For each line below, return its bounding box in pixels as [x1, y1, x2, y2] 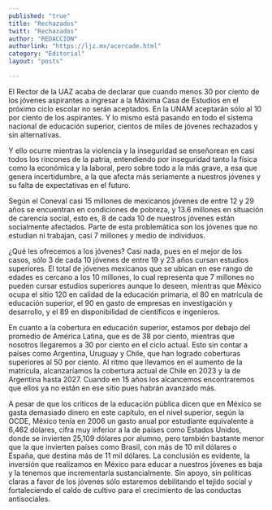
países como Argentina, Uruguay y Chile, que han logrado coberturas [8, 348, 241, 358]
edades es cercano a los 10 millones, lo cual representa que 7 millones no [8, 272, 255, 281]
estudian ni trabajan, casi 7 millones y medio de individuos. [8, 230, 205, 240]
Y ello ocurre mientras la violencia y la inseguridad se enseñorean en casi [8, 146, 255, 155]
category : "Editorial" [8, 50, 85, 58]
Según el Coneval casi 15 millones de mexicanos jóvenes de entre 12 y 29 [8, 196, 254, 206]
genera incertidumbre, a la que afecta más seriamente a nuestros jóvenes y [8, 172, 261, 181]
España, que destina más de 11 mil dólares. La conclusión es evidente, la [8, 451, 250, 460]
